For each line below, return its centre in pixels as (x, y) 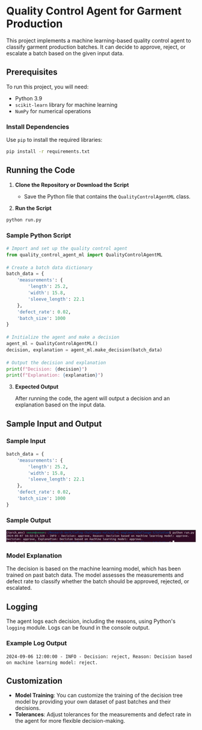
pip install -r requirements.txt (48, 152)
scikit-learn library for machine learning (66, 105)
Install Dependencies (38, 126)
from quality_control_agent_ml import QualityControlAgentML (84, 255)
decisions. (28, 708)
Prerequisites (32, 72)
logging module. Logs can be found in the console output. (78, 628)
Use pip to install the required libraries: (54, 140)
